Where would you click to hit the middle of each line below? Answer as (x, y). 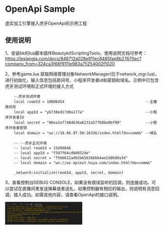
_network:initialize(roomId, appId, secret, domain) (69, 172)
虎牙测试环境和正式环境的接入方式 (39, 86)
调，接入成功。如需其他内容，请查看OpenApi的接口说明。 (63, 195)
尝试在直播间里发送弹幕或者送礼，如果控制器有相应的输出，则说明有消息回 (84, 188)
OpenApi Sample (40, 9)
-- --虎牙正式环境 (30, 143)
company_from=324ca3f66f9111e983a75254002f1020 (60, 64)
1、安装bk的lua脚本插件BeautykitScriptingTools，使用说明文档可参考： (76, 53)
